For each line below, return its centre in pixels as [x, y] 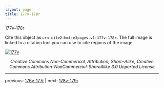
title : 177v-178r [23, 14]
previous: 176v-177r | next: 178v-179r [42, 80]
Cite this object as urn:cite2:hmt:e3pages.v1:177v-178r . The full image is [79, 37]
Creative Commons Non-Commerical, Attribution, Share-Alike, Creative [82, 61]
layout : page [18, 9]
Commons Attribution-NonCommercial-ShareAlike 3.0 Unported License [82, 67]
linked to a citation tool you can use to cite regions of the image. [70, 42]
